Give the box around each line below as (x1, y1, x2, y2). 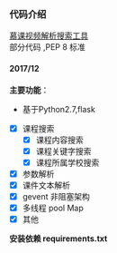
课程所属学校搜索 (35, 157, 100, 168)
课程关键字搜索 (35, 145, 92, 156)
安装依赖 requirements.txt (9, 233, 108, 244)
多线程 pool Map (22, 202, 84, 213)
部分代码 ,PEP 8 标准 (9, 42, 85, 53)
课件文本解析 (22, 180, 70, 190)
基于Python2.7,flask (22, 103, 96, 114)
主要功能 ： (9, 84, 49, 95)
